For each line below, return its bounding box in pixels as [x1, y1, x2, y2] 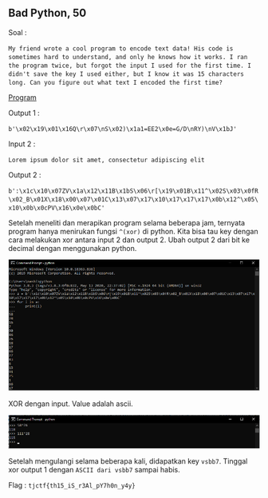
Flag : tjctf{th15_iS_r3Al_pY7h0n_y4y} [8, 480, 136, 490]
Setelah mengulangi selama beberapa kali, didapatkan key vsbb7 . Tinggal [8, 456, 248, 466]
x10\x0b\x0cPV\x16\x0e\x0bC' [8, 204, 105, 212]
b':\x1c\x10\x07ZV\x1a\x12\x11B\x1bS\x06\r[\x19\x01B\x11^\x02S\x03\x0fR [8, 187, 259, 195]
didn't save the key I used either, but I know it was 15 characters [8, 70, 245, 78]
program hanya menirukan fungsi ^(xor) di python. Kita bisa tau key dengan [8, 226, 258, 236]
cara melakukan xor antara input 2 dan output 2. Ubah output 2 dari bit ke [8, 235, 250, 245]
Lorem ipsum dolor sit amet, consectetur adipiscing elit [8, 156, 205, 164]
